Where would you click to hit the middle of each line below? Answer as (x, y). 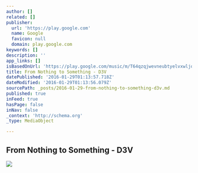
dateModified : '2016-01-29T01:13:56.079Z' (59, 83)
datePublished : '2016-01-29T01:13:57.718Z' (60, 77)
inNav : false (22, 110)
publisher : (19, 22)
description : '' (26, 55)
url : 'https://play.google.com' (51, 28)
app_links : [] (24, 61)
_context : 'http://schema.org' (44, 115)
